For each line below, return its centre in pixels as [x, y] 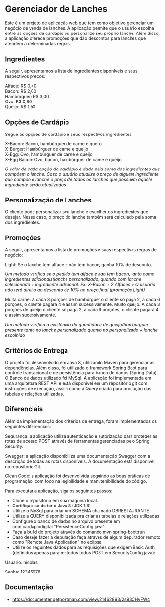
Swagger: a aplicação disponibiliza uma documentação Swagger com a [78, 456]
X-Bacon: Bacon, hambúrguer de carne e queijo [54, 143]
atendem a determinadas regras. [38, 43]
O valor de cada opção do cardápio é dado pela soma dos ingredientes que [82, 169]
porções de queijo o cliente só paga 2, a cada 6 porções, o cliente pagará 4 [82, 310]
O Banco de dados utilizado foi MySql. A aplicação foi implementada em [78, 378]
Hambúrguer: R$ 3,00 [27, 96]
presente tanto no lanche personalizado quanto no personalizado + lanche [81, 330]
